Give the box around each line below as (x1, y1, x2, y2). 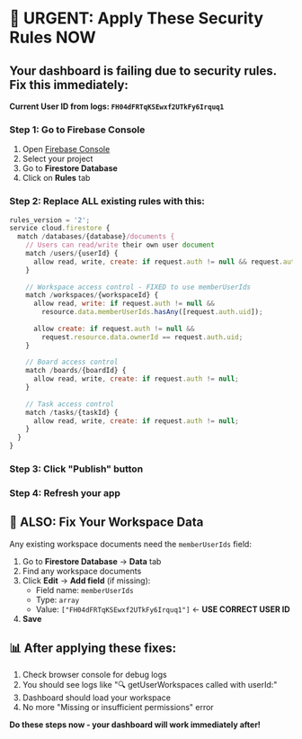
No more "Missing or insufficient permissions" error (22, 701, 214, 712)
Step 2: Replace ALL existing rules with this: (9, 195, 205, 208)
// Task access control (25, 400, 115, 409)
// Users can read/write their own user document (25, 240, 216, 250)
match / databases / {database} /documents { (17, 232, 175, 241)
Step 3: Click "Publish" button (9, 463, 144, 475)
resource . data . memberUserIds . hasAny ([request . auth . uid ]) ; (41, 308, 263, 317)
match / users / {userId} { (25, 249, 119, 258)
